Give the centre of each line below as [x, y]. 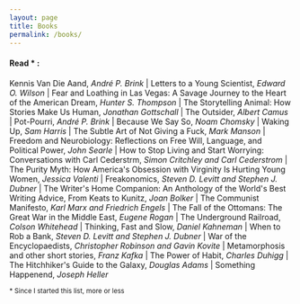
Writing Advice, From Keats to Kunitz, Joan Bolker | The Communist [134, 198]
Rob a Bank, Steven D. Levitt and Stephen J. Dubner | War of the [128, 236]
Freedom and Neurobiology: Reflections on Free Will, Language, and [136, 140]
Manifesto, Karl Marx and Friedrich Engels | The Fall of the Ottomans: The [146, 207]
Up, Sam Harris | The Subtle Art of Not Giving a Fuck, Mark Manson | [137, 130]
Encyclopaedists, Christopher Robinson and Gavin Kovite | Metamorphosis [147, 246]
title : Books [34, 26]
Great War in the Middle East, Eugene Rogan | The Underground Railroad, [145, 217]
